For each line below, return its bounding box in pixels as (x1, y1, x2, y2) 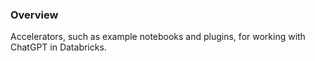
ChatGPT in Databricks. (10, 41, 107, 53)
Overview (10, 8, 59, 22)
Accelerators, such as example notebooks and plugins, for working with (10, 31, 306, 43)
